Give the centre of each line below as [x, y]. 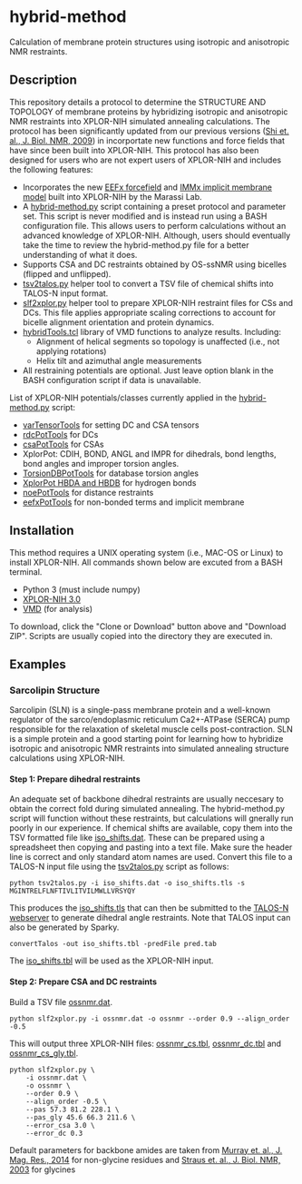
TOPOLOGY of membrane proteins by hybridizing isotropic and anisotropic [149, 112]
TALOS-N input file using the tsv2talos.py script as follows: [119, 867]
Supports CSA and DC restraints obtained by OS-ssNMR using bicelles [155, 264]
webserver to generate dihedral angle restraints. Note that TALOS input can [150, 918]
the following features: [51, 169]
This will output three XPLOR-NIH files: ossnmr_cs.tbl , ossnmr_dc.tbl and [146, 1043]
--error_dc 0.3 [54, 1133]
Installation [42, 531]
